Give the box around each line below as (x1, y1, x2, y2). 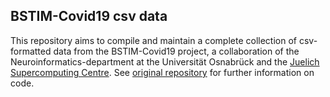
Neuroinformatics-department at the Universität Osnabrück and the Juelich (10, 55, 320, 68)
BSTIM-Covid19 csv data (10, 8, 168, 25)
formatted (10, 45, 52, 57)
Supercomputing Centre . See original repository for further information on (10, 66, 315, 78)
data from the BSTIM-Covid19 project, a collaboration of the (53, 45, 300, 57)
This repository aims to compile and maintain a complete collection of (10, 34, 297, 46)
